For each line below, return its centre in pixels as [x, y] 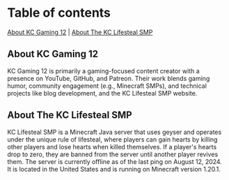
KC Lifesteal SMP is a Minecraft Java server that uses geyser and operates [114, 132]
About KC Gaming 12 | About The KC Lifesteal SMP [80, 32]
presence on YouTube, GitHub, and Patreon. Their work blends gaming [109, 78]
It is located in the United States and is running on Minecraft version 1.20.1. [114, 169]
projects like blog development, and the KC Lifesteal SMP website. [102, 93]
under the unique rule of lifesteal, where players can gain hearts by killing [112, 139]
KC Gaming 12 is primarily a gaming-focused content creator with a [103, 70]
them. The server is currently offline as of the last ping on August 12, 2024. [115, 161]
